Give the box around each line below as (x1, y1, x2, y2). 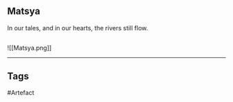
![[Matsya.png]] (7, 44, 52, 52)
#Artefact (7, 89, 35, 97)
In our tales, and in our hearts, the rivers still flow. (7, 23, 148, 32)
